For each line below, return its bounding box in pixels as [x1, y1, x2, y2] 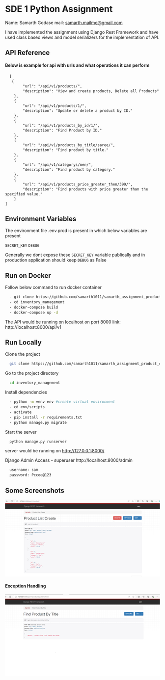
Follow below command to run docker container [5, 285, 102, 290]
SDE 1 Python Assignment [5, 3, 113, 15]
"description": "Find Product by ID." [23, 128, 102, 133]
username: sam [9, 468, 38, 472]
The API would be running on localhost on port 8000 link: [5, 319, 121, 325]
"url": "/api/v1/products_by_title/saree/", [23, 142, 115, 148]
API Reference [5, 49, 50, 57]
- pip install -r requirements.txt [9, 415, 82, 420]
